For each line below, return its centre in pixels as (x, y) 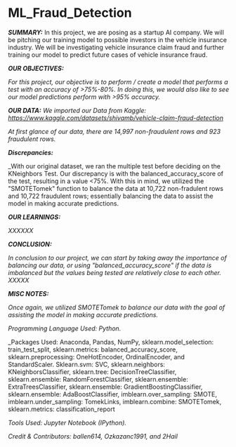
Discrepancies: (31, 152)
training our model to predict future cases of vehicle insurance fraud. (108, 55)
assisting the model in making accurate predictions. (83, 314)
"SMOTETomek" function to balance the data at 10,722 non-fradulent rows (116, 188)
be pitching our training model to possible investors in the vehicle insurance (118, 39)
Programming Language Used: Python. (65, 328)
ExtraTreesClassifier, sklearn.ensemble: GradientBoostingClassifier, (105, 387)
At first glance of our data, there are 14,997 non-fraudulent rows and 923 (114, 131)
